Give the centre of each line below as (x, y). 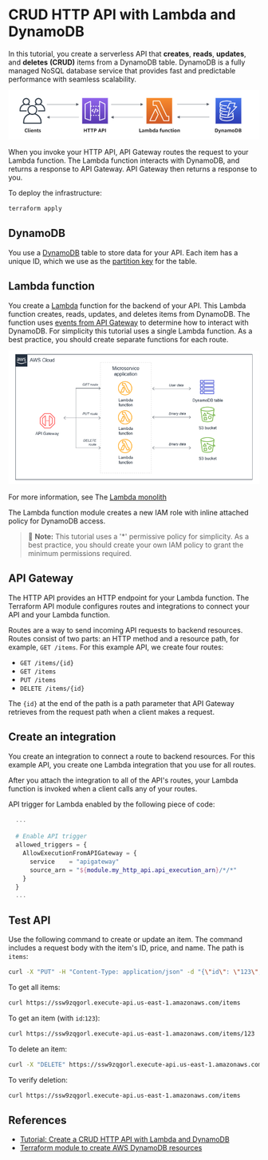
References (37, 1120)
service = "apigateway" (74, 862)
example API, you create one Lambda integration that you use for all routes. (132, 764)
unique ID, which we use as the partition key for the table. (103, 261)
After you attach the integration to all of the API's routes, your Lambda (123, 780)
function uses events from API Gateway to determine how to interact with (128, 322)
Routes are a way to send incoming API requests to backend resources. (126, 630)
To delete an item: (38, 1049)
